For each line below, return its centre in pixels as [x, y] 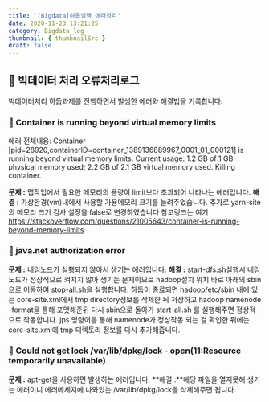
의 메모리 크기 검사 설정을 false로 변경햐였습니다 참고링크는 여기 [108, 212]
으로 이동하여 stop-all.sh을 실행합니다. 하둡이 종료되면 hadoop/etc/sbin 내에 [129, 289]
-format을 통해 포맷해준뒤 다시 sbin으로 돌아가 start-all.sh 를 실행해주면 [121, 310]
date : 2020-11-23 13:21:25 [53, 23]
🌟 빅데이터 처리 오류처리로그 [74, 80]
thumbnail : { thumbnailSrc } [57, 38]
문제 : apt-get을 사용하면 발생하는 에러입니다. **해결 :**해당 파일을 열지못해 [127, 379]
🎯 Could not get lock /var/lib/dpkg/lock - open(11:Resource [125, 351]
